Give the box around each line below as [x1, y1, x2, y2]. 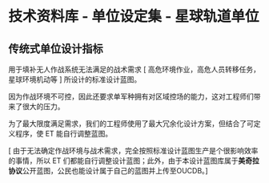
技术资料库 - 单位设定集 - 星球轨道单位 [8, 7, 259, 26]
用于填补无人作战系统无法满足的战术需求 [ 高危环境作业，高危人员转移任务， [8, 65, 260, 74]
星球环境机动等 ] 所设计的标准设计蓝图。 [8, 75, 142, 84]
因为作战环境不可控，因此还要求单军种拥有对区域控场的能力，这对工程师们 [8, 91, 254, 101]
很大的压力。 [22, 102, 65, 111]
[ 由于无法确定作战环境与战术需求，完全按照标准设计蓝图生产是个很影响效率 [8, 146, 259, 155]
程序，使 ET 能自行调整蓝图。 [14, 129, 113, 138]
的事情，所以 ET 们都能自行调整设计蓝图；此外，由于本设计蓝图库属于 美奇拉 [8, 156, 260, 165]
